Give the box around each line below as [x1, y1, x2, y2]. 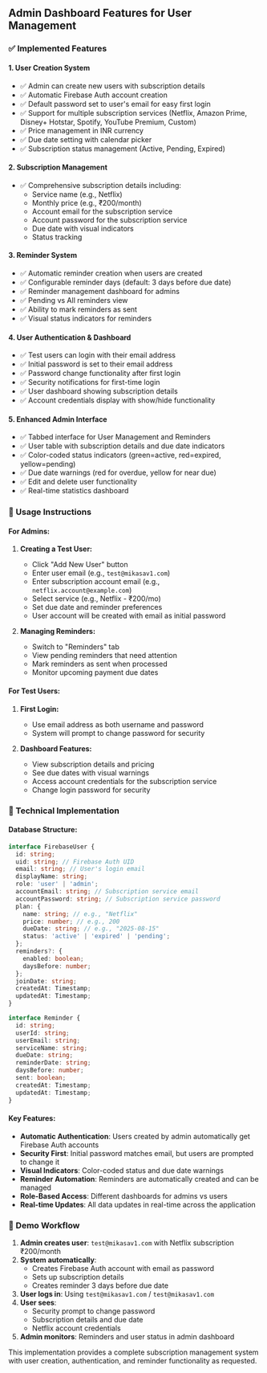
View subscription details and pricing [31, 759, 155, 769]
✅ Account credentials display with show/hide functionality [19, 395, 216, 405]
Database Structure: [8, 825, 78, 835]
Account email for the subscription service [31, 206, 173, 216]
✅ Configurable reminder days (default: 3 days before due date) [19, 277, 232, 287]
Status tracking [31, 232, 83, 242]
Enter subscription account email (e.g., [31, 577, 160, 586]
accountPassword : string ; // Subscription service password [15, 895, 220, 903]
